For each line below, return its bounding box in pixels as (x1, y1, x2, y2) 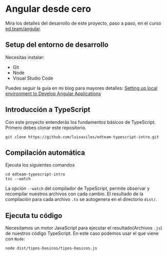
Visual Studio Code (12, 75, 54, 81)
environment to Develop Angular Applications (5, 90, 101, 97)
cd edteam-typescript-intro (5, 172, 66, 177)
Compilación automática (5, 148, 86, 157)
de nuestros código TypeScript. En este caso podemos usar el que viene (5, 230, 159, 236)
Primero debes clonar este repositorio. (5, 124, 87, 131)
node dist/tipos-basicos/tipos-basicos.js (5, 246, 97, 251)
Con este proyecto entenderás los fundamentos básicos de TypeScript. (5, 119, 156, 125)
